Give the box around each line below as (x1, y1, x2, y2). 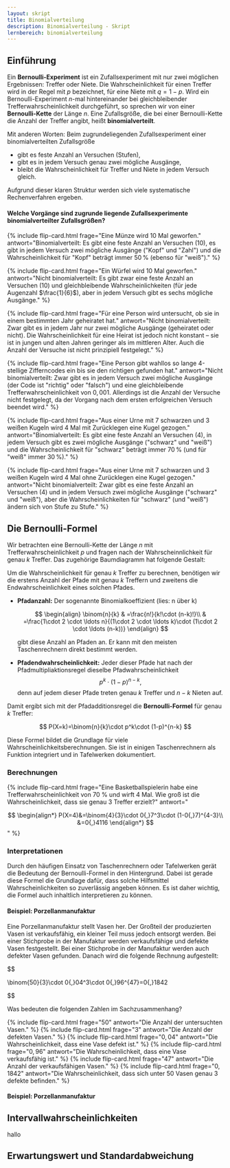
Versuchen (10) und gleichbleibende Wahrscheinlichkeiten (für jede (7, 281, 198, 289)
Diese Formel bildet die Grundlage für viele (7, 736, 128, 744)
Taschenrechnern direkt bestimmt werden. (16, 646, 138, 654)
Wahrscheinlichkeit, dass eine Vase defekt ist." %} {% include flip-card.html (7, 1039, 222, 1048)
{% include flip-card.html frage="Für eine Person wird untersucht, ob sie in (7, 309, 220, 318)
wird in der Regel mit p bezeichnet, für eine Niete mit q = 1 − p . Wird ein (7, 87, 209, 96)
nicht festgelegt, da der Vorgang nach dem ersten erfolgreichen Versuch (7, 396, 213, 404)
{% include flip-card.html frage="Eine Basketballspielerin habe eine (7, 783, 198, 791)
